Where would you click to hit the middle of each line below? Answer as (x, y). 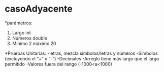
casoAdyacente (39, 9)
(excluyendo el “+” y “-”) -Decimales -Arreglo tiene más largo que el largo (82, 58)
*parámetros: (19, 23)
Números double (30, 38)
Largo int (21, 32)
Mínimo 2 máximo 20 (34, 43)
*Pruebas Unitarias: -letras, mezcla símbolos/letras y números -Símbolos (81, 53)
